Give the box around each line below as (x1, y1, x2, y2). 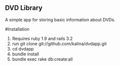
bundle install (12, 51, 39, 57)
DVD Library (5, 4, 43, 12)
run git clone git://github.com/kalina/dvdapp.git (12, 41, 107, 47)
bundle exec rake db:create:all (12, 56, 73, 62)
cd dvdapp (12, 46, 34, 51)
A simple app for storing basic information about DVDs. (5, 16, 116, 22)
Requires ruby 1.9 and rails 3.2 (12, 35, 73, 41)
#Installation (5, 26, 30, 32)
